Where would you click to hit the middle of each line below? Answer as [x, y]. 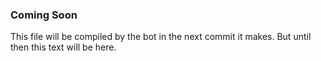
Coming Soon [44, 15]
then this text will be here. [63, 47]
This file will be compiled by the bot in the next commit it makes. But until [161, 37]
